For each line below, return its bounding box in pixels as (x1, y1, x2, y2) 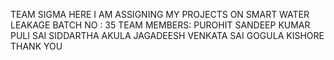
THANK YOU (10, 40, 63, 52)
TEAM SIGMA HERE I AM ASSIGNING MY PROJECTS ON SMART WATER (10, 9, 310, 20)
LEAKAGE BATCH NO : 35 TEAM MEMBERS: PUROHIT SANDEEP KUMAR (10, 19, 311, 31)
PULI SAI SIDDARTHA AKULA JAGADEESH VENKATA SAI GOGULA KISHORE (10, 30, 325, 41)
